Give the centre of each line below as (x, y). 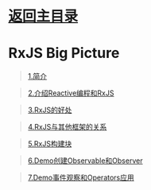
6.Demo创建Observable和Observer (85, 161)
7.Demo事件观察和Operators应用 (81, 178)
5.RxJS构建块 (50, 144)
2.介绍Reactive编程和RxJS (71, 93)
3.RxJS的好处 (50, 110)
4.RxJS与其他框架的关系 (67, 127)
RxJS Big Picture (64, 53)
